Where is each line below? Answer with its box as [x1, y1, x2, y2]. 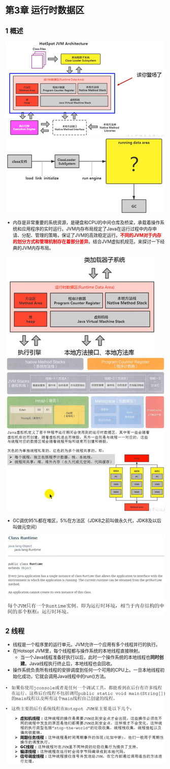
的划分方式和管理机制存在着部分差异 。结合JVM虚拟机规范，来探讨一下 [12, 238, 161, 245]
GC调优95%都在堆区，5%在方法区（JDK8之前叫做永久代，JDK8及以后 [12, 517, 161, 523]
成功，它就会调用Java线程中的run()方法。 [21, 673, 109, 679]
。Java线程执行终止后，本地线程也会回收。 [24, 660, 115, 667]
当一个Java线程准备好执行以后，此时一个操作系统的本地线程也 [20, 654, 151, 660]
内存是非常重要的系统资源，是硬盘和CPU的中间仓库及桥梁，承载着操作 [12, 220, 160, 226]
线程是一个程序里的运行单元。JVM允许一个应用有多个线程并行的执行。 [12, 641, 161, 647]
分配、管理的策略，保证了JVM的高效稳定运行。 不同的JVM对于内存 [21, 232, 161, 238]
